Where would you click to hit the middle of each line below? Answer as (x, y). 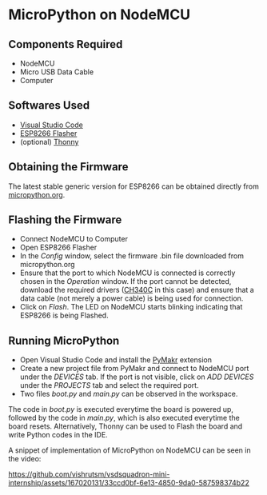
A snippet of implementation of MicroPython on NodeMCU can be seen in (130, 450)
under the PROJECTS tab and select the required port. (109, 385)
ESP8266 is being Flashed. (64, 315)
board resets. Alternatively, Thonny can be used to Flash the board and (126, 426)
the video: (25, 459)
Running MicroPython (64, 340)
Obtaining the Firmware (68, 167)
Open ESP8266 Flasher (58, 247)
